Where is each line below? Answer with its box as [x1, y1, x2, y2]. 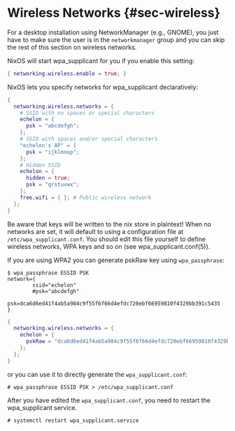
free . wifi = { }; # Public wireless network [20, 194, 152, 201]
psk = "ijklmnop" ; [25, 149, 80, 156]
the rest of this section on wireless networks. [7, 43, 137, 51]
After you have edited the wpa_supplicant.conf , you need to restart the [7, 396, 211, 404]
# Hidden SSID [20, 161, 61, 169]
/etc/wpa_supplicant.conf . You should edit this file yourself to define [7, 235, 206, 243]
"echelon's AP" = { [20, 142, 77, 149]
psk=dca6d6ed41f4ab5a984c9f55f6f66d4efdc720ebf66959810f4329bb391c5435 [7, 300, 220, 307]
